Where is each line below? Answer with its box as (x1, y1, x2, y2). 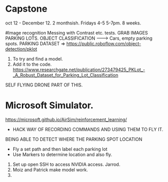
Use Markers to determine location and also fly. (12, 151, 113, 158)
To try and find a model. (12, 55, 63, 62)
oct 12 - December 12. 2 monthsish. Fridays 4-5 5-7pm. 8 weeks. (5, 20, 142, 26)
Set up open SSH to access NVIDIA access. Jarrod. (12, 161, 121, 167)
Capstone (5, 3, 47, 15)
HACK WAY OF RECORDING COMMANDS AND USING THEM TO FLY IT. (12, 126, 164, 132)
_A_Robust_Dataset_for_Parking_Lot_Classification (12, 72, 119, 78)
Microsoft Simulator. (5, 100, 94, 111)
